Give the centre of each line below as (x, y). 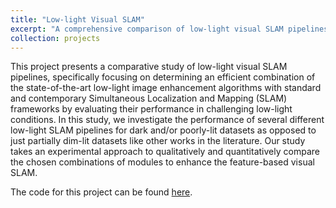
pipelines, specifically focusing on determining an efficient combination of (163, 77)
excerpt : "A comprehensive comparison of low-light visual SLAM (147, 29)
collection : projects (55, 38)
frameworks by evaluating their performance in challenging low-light (151, 109)
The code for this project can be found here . (101, 192)
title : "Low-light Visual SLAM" (77, 19)
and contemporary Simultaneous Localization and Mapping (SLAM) (149, 98)
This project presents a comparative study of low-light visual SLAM (149, 67)
